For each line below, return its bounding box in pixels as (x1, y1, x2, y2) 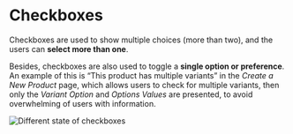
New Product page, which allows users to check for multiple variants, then (9, 79, 280, 90)
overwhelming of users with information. (9, 98, 156, 108)
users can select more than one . (9, 43, 129, 54)
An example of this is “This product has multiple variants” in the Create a (9, 70, 274, 80)
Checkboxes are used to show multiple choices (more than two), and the (9, 34, 274, 45)
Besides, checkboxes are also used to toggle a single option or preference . (9, 61, 285, 71)
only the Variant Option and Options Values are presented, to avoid (9, 89, 253, 100)
